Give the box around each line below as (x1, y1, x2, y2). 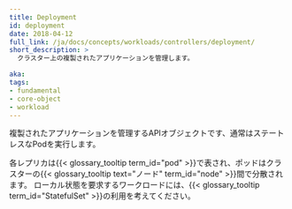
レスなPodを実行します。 (9, 138, 101, 150)
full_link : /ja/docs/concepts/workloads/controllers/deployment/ (9, 37, 255, 47)
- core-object (9, 94, 62, 103)
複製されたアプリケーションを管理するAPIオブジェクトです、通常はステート (9, 128, 285, 138)
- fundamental (9, 86, 62, 95)
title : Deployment (9, 12, 77, 22)
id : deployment (9, 21, 65, 30)
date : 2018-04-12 (9, 29, 73, 38)
